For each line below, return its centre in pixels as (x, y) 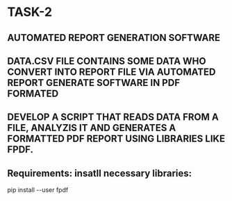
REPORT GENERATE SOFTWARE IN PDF (94, 83)
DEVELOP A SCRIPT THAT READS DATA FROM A (113, 117)
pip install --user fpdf (38, 190)
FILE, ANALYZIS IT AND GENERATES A (92, 128)
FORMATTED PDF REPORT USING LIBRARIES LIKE (116, 139)
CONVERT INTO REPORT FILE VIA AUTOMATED (111, 72)
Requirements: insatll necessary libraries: (100, 173)
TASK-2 (30, 12)
